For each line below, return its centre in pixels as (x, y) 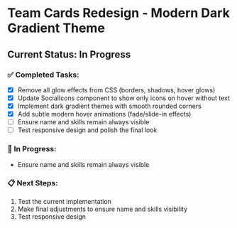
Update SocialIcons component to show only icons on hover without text (124, 98)
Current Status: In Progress (69, 54)
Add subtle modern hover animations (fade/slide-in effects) (104, 114)
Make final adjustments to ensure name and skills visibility (103, 209)
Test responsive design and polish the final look (87, 130)
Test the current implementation (65, 201)
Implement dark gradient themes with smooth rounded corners (110, 106)
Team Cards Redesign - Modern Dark (119, 13)
